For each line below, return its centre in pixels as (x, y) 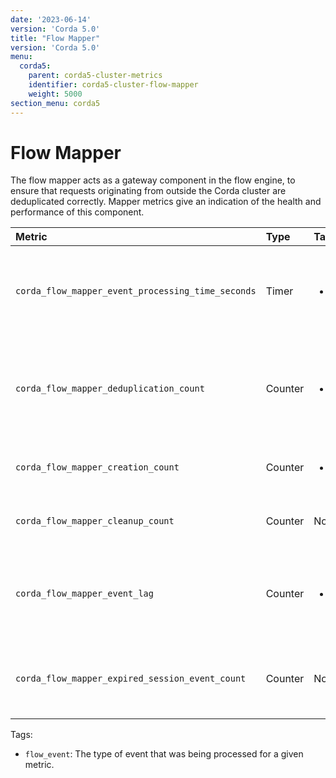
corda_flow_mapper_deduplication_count (110, 389)
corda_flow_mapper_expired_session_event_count (131, 679)
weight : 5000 (55, 94)
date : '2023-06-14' (51, 19)
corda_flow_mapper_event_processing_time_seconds (136, 291)
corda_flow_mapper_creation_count (97, 467)
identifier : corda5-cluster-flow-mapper (113, 85)
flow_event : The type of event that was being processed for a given (164, 754)
